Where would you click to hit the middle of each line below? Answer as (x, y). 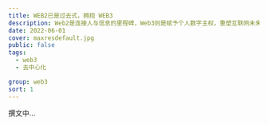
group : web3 (28, 82)
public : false (32, 45)
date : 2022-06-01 (37, 30)
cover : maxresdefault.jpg (51, 38)
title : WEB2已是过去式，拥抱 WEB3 (61, 16)
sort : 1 (21, 89)
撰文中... (22, 113)
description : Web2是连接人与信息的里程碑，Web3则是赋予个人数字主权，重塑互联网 (129, 23)
